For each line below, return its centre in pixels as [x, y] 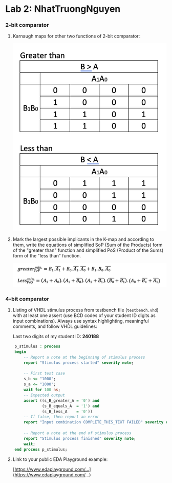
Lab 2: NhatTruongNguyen [63, 9]
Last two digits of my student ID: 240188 [56, 337]
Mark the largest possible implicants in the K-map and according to [83, 239]
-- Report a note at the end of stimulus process [78, 433]
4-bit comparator [27, 299]
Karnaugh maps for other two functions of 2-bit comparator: [76, 36]
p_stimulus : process [37, 347]
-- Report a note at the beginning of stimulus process [84, 357]
